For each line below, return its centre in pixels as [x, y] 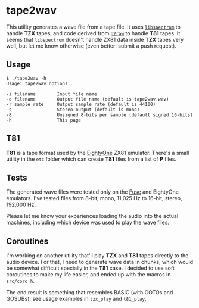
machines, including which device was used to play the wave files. [88, 223]
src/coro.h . [20, 281]
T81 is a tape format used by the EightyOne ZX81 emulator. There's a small [98, 153]
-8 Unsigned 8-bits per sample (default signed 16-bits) [100, 115]
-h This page [44, 120]
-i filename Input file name [52, 94]
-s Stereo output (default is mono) [73, 110]
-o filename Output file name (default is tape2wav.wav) [88, 99]
